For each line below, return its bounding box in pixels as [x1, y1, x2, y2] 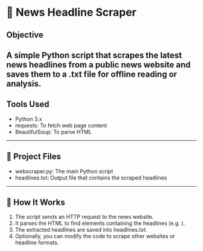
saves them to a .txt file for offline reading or [6, 69, 177, 79]
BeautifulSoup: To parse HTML [14, 128, 92, 135]
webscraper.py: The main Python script [14, 167, 114, 175]
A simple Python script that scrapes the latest [6, 50, 182, 60]
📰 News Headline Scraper [6, 5, 137, 19]
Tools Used [6, 99, 50, 110]
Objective [6, 30, 44, 40]
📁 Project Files [6, 152, 62, 162]
